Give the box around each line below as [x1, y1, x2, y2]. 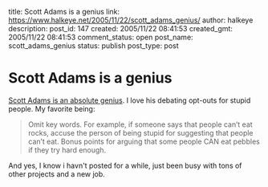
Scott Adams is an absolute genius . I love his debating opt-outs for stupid [8, 96, 251, 105]
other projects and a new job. [8, 169, 106, 179]
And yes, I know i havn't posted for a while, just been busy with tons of [8, 161, 242, 170]
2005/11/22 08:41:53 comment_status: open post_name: [8, 32, 194, 42]
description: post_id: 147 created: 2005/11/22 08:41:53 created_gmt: [8, 24, 233, 33]
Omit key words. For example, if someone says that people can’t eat [27, 120, 253, 129]
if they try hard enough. [27, 144, 107, 155]
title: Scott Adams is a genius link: [8, 7, 120, 16]
